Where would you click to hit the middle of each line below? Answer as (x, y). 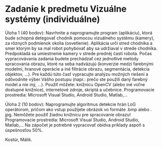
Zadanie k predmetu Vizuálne (66, 9)
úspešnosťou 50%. (24, 130)
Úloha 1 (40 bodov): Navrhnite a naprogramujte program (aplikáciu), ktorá (79, 33)
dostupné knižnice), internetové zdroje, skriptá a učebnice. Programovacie (80, 90)
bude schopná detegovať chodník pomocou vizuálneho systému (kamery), (80, 38)
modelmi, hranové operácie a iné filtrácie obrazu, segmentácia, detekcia (77, 69)
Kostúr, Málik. (19, 139)
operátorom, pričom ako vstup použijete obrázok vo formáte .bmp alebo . (79, 109)
